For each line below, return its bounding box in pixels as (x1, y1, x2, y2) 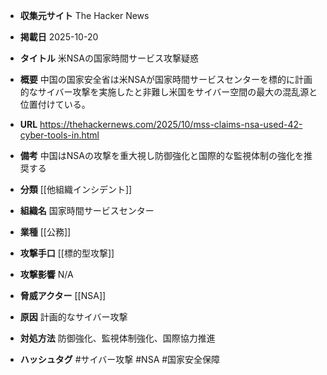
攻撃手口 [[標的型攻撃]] (19, 247, 115, 259)
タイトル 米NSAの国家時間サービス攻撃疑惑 (19, 52, 199, 64)
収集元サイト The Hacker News (19, 10, 150, 21)
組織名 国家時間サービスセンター (19, 205, 155, 216)
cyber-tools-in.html (19, 129, 100, 141)
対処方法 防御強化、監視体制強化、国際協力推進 (19, 332, 216, 344)
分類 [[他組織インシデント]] (19, 184, 133, 195)
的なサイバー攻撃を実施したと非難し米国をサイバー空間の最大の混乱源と (19, 86, 318, 98)
